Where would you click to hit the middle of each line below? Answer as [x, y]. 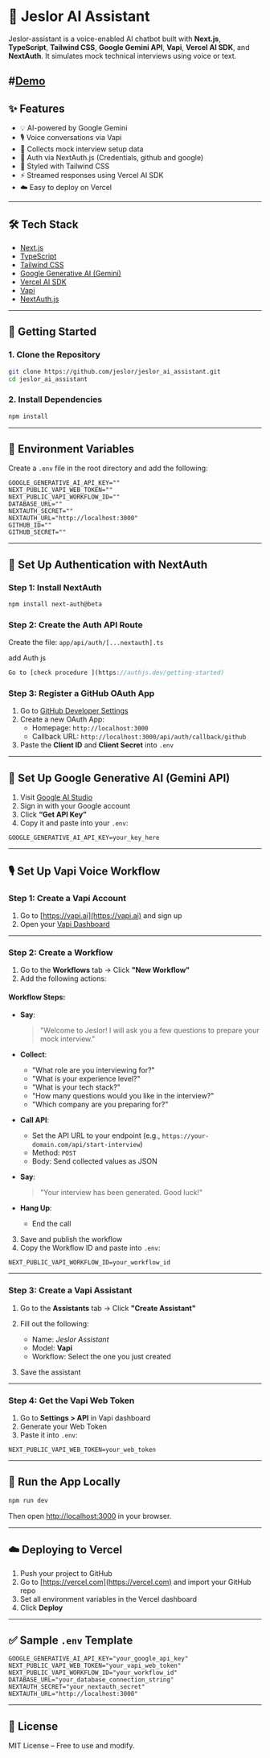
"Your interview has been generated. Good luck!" [121, 1193]
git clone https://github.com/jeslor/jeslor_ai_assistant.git [115, 371]
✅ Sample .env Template [71, 1640]
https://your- [186, 1136]
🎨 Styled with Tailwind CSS [65, 166]
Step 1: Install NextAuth [55, 587]
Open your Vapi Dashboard [65, 924]
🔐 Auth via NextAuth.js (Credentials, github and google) [112, 158]
